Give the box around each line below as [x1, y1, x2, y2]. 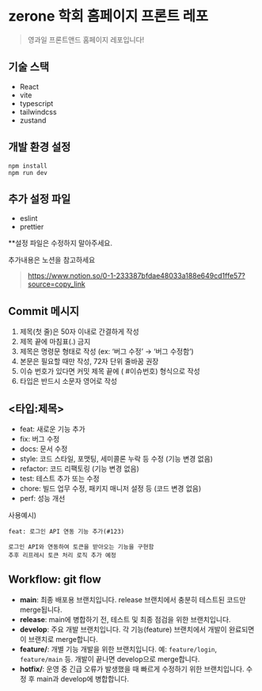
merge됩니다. [19, 605, 63, 614]
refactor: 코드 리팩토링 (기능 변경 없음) [19, 464, 140, 473]
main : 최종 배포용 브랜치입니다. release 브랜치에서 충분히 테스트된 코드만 [19, 594, 246, 604]
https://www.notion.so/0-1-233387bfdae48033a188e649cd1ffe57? [27, 271, 245, 281]
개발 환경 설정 [8, 140, 71, 154]
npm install [8, 161, 47, 170]
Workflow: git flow [8, 573, 101, 587]
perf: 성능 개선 [19, 494, 66, 503]
